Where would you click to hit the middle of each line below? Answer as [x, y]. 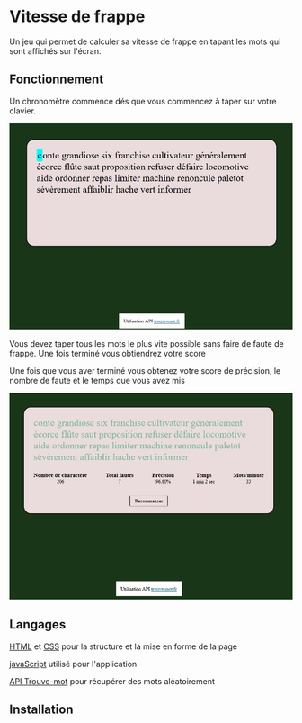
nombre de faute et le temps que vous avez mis [98, 380]
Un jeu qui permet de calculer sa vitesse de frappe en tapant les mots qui [145, 41]
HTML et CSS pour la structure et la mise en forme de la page [124, 646]
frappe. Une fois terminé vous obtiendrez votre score [108, 353]
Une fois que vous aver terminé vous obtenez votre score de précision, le [145, 370]
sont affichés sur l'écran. [55, 50]
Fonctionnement [57, 80]
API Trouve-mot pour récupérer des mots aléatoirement [112, 681]
